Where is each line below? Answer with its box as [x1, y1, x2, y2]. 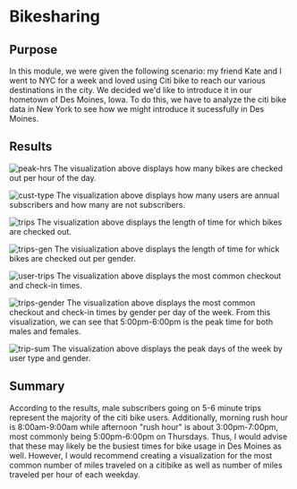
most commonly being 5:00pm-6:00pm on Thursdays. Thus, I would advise [9, 431, 288, 442]
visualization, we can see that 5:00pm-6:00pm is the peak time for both [9, 316, 274, 327]
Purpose [9, 42, 58, 57]
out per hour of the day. [9, 172, 97, 183]
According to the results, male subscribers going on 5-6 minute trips [9, 402, 262, 413]
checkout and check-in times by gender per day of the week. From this [9, 306, 271, 317]
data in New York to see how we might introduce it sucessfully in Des [9, 104, 265, 114]
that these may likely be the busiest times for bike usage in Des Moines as [9, 441, 282, 451]
